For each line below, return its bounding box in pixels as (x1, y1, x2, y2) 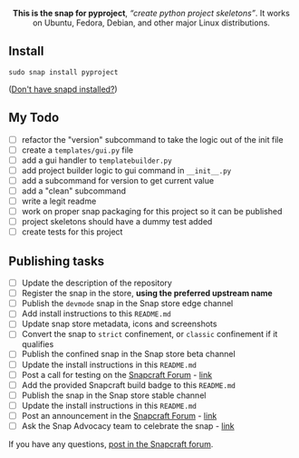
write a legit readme (21, 195, 97, 206)
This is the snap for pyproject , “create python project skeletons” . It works (12, 8, 291, 18)
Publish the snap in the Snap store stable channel (21, 390, 207, 401)
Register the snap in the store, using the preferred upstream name (21, 288, 273, 299)
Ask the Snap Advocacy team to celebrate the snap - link (21, 420, 235, 431)
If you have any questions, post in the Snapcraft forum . (8, 438, 214, 449)
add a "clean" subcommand (21, 185, 126, 196)
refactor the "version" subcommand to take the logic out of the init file (21, 134, 284, 144)
